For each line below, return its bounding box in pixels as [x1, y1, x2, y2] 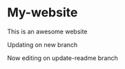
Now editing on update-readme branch [7, 53, 119, 62]
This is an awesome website [7, 27, 88, 36]
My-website [7, 5, 78, 20]
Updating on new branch [7, 40, 78, 49]
